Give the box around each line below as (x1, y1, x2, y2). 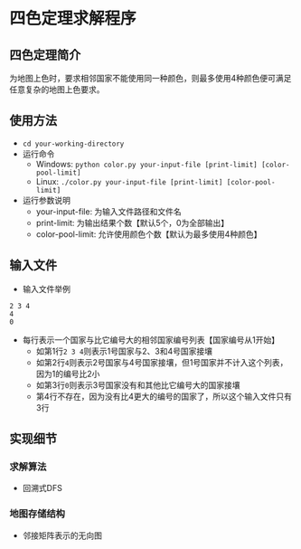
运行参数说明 (22, 194, 71, 205)
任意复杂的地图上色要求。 (9, 84, 105, 95)
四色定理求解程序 (9, 8, 137, 29)
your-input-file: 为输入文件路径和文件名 (35, 205, 183, 217)
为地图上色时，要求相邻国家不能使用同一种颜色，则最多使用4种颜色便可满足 (9, 73, 292, 83)
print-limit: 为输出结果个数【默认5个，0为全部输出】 (35, 217, 230, 228)
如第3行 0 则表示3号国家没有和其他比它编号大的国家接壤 (35, 379, 241, 390)
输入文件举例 (22, 283, 71, 294)
